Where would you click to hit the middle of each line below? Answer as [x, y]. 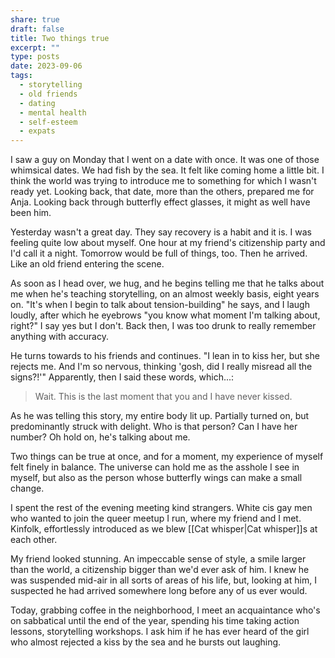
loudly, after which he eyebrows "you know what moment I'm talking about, [165, 315]
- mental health [53, 112]
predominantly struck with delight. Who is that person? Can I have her [154, 427]
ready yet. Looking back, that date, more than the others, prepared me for [162, 192]
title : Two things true [60, 38]
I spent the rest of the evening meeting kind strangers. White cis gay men [161, 508]
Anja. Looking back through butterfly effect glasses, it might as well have [160, 202]
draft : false [37, 29]
